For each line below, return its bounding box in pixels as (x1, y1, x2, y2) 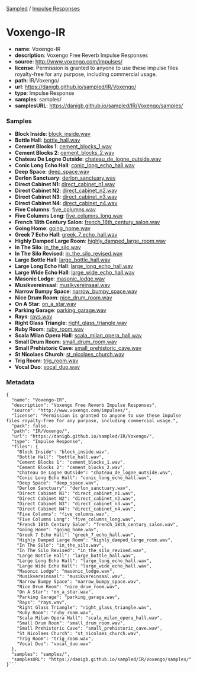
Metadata (6, 378, 34, 387)
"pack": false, (11, 423, 49, 429)
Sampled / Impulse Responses (6, 5, 80, 12)
